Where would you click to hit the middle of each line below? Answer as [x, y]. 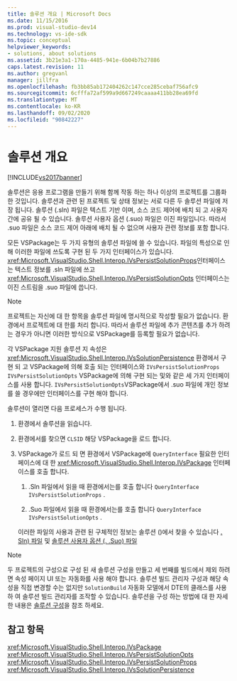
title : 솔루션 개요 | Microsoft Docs [59, 14]
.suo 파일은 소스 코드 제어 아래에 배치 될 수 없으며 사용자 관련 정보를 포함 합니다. [118, 227]
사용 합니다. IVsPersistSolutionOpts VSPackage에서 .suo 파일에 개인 [118, 384]
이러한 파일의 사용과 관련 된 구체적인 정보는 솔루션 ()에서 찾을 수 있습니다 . [120, 532]
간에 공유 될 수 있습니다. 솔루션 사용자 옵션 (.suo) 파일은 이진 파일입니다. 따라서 [117, 218]
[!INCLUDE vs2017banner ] [45, 177]
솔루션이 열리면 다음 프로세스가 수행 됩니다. [67, 408]
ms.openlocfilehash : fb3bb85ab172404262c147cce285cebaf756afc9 [103, 87]
